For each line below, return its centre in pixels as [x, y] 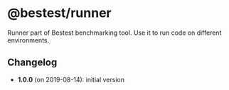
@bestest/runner [59, 13]
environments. [28, 40]
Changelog [32, 63]
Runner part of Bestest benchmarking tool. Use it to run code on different [114, 33]
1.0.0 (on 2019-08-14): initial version [71, 79]
